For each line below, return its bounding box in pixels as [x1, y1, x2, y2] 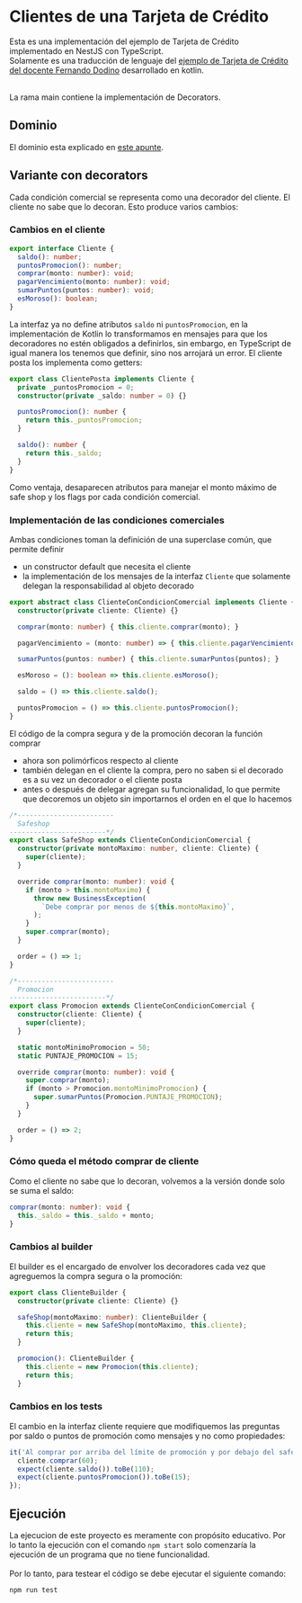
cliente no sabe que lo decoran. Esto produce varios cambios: [9, 201, 239, 212]
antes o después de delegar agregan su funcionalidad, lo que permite [22, 784, 280, 794]
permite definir [9, 543, 65, 554]
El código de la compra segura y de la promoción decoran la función [9, 728, 263, 739]
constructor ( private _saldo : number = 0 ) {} [17, 391, 187, 400]
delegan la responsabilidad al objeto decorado [22, 580, 195, 591]
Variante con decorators [9, 168, 148, 184]
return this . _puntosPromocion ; [25, 416, 143, 425]
